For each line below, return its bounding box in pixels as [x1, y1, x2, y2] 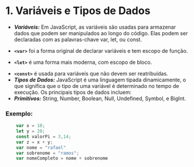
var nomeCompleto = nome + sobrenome [16, 155, 108, 162]
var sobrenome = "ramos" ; [16, 150, 80, 156]
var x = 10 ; [16, 123, 45, 129]
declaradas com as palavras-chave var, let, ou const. [13, 36, 142, 43]
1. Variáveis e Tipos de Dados [5, 4, 151, 18]
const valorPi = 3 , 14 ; [16, 134, 72, 139]
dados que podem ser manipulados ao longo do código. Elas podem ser [13, 29, 188, 36]
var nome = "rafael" [16, 145, 66, 151]
